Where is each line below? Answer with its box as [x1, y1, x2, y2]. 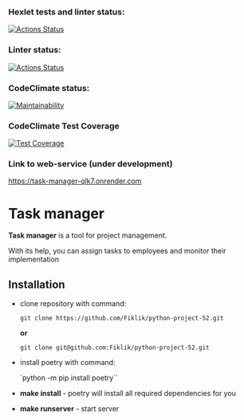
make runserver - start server [19, 404, 120, 414]
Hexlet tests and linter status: [8, 6, 125, 18]
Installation [8, 277, 65, 291]
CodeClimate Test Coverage [8, 120, 120, 131]
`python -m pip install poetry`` [19, 373, 118, 383]
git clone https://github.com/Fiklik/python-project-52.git [19, 314, 224, 323]
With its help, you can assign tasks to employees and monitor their [8, 246, 226, 256]
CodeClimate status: [8, 82, 90, 93]
